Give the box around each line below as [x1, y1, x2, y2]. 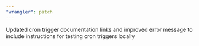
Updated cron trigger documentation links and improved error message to [6, 26, 193, 33]
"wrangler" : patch [6, 9, 53, 15]
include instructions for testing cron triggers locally [6, 32, 135, 40]
